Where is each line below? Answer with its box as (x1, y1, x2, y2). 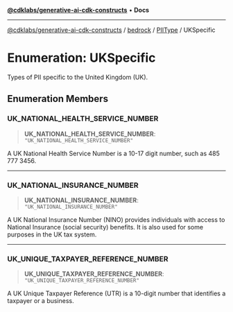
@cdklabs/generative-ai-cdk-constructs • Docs (7, 6, 150, 14)
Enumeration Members (7, 93, 109, 105)
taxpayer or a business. (7, 297, 74, 305)
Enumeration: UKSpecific (7, 50, 156, 66)
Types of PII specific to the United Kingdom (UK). (7, 73, 148, 81)
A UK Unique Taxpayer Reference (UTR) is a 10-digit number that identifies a (7, 289, 226, 297)
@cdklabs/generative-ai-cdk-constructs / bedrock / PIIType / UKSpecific (7, 26, 216, 34)
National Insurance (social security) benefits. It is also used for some (7, 223, 203, 231)
